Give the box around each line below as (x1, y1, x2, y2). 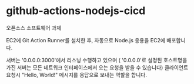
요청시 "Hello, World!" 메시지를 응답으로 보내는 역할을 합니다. (6, 71, 147, 78)
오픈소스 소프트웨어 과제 (6, 24, 62, 31)
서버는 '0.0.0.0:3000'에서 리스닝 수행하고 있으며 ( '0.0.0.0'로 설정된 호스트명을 (6, 56, 188, 63)
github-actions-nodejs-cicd (6, 4, 146, 18)
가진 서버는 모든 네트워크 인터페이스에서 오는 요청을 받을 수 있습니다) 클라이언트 (6, 63, 189, 71)
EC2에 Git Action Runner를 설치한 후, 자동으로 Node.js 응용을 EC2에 (6, 36, 166, 43)
